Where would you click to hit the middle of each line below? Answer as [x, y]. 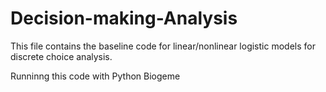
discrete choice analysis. [61, 56]
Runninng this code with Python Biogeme [95, 76]
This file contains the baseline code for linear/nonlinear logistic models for [163, 46]
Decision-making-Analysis [124, 18]
